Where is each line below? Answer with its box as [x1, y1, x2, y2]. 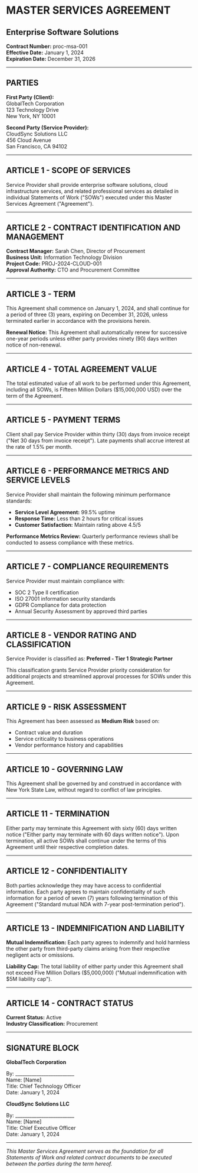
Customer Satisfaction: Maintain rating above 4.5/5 [14, 521, 141, 528]
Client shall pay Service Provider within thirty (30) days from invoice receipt [6, 430, 190, 438]
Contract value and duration [14, 729, 83, 736]
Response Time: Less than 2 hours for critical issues [14, 515, 143, 522]
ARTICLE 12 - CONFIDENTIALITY [6, 866, 128, 876]
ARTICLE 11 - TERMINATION [6, 809, 110, 819]
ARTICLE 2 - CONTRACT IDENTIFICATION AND [6, 223, 181, 233]
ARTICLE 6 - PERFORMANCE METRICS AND [6, 466, 170, 476]
